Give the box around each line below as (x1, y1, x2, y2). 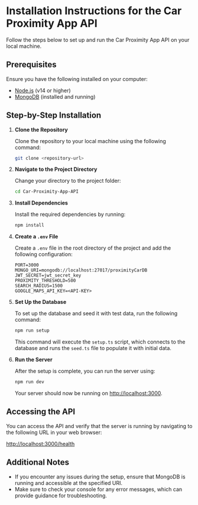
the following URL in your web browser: (6, 429, 102, 436)
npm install (14, 222, 44, 228)
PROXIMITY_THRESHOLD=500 (14, 278, 76, 284)
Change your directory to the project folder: (14, 177, 121, 184)
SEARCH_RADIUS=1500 (14, 283, 63, 289)
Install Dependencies (14, 199, 68, 206)
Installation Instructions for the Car (6, 4, 182, 18)
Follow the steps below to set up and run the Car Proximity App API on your (6, 36, 190, 43)
